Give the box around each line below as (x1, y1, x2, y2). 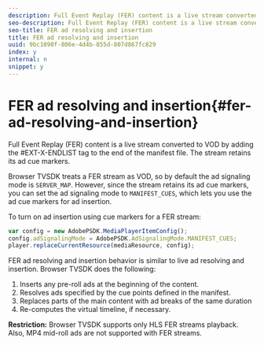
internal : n (8, 56, 47, 64)
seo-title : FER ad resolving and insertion (8, 26, 153, 34)
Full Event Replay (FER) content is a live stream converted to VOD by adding (8, 139, 254, 149)
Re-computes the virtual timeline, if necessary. (19, 305, 171, 314)
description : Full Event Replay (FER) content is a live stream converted (8, 11, 258, 20)
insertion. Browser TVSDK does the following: (8, 265, 156, 274)
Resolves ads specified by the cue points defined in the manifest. (19, 288, 231, 298)
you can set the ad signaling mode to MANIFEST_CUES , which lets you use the (8, 188, 252, 198)
